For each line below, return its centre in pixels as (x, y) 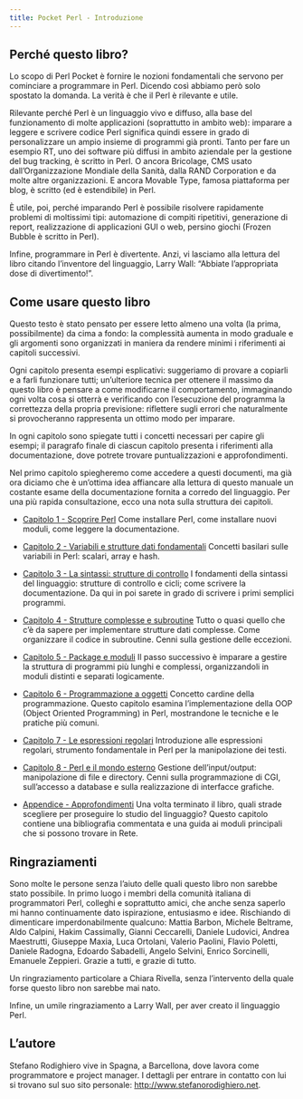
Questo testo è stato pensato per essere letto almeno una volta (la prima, (145, 324)
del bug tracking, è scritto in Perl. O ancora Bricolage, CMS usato (131, 161)
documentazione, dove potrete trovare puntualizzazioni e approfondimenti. (149, 455)
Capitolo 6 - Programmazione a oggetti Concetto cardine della (138, 694)
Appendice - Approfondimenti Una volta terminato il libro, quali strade (152, 804)
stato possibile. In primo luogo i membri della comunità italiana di (130, 893)
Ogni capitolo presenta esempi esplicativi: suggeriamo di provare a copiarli (149, 370)
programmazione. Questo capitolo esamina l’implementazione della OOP (157, 704)
